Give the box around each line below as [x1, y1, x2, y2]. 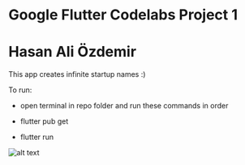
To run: [8, 85, 32, 95]
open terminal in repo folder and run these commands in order [19, 101, 229, 111]
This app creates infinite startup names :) [8, 70, 146, 79]
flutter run [19, 132, 54, 142]
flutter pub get [19, 116, 69, 126]
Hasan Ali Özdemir [8, 43, 136, 61]
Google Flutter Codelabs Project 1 [8, 6, 238, 24]
